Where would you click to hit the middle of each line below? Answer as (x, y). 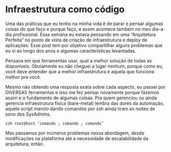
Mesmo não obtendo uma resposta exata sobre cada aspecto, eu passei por (86, 87)
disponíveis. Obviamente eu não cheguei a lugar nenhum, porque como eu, (84, 66)
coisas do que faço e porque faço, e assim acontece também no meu (78, 29)
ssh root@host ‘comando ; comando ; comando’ (54, 123)
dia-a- (159, 29)
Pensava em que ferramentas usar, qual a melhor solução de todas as (79, 60)
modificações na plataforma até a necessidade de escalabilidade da (77, 138)
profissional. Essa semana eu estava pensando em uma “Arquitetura (84, 34)
